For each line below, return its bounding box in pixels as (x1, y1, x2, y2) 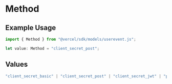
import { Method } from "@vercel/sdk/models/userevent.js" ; (5, 37, 137, 42)
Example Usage (5, 23, 56, 32)
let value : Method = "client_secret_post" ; (5, 46, 100, 51)
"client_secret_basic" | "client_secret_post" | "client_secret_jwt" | (5, 73, 161, 79)
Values (5, 60, 28, 69)
